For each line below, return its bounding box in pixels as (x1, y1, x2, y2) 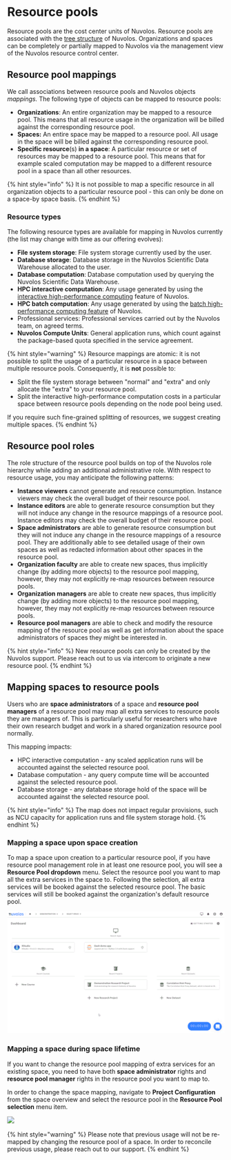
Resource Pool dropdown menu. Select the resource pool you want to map (7, 867, 221, 876)
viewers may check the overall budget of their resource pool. (17, 494, 191, 502)
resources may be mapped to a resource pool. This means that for (17, 152, 205, 160)
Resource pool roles (7, 440, 95, 452)
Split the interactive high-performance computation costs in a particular (17, 393, 221, 401)
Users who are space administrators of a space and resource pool (7, 700, 199, 708)
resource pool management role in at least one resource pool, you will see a (7, 861, 223, 869)
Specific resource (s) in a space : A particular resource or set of (17, 144, 198, 153)
